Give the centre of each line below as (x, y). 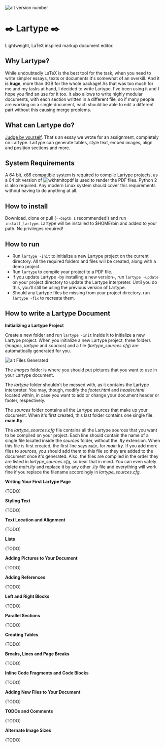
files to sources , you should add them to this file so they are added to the (79, 451)
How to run (22, 244)
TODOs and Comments (29, 711)
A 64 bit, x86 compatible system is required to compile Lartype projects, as (82, 175)
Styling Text (18, 501)
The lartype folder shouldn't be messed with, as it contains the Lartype (77, 385)
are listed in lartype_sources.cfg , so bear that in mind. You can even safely (81, 461)
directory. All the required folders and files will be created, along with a (84, 261)
